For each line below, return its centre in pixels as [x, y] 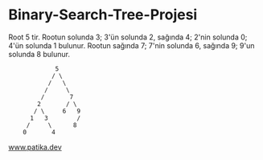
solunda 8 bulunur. [39, 54]
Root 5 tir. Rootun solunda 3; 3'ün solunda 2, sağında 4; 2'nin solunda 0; [128, 37]
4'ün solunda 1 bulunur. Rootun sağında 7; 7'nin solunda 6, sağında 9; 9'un [131, 45]
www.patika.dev [35, 147]
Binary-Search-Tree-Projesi [103, 15]
